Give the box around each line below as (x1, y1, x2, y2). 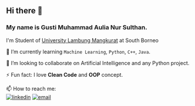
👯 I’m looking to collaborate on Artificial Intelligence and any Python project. (6, 59, 190, 66)
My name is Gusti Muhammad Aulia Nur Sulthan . (6, 23, 148, 32)
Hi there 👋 (6, 6, 43, 16)
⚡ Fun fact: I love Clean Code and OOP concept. (6, 71, 123, 78)
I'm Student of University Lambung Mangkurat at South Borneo (6, 36, 159, 44)
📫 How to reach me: (6, 85, 56, 92)
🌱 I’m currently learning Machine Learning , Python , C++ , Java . (6, 48, 151, 55)
